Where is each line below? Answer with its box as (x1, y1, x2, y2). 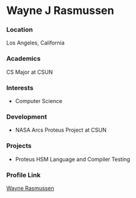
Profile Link (6, 171, 41, 179)
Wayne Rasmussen (6, 184, 54, 192)
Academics (6, 54, 41, 63)
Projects (6, 141, 32, 150)
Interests (6, 83, 34, 92)
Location (6, 26, 34, 34)
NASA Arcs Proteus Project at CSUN (15, 126, 107, 134)
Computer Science (15, 97, 63, 105)
